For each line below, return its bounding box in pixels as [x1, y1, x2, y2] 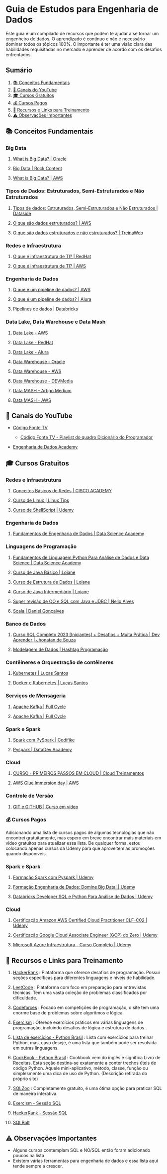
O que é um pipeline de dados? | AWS [12, 287, 91, 293]
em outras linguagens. [12, 1045, 59, 1051]
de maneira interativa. [12, 1090, 58, 1097]
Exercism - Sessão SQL [12, 1100, 61, 1106]
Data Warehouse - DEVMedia [12, 378, 73, 384]
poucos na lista [12, 1153, 44, 1159]
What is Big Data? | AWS [12, 175, 63, 181]
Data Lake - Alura [12, 349, 49, 355]
